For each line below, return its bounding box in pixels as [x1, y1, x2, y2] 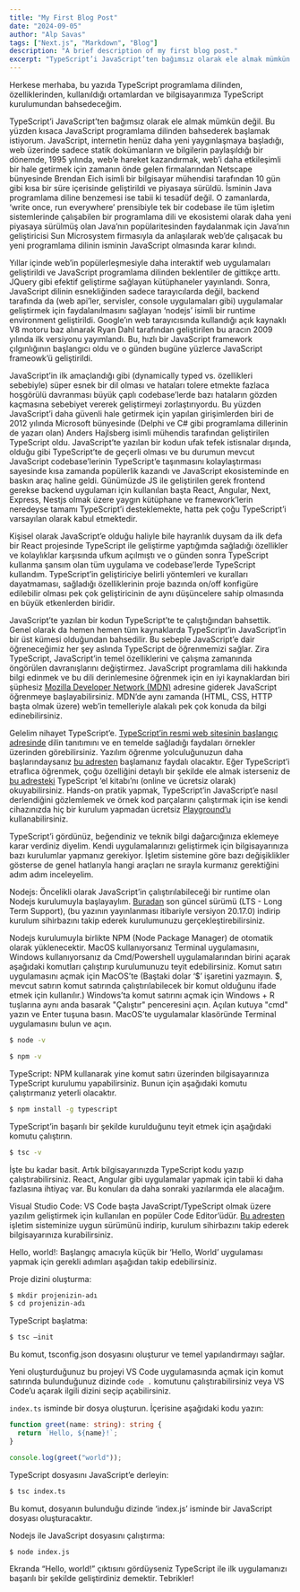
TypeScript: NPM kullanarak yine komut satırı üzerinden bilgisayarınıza [9, 1068, 270, 1078]
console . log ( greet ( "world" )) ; [9, 1453, 123, 1462]
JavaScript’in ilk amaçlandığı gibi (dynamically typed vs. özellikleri [9, 370, 253, 381]
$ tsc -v [9, 1148, 42, 1157]
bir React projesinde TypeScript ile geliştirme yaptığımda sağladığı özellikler [9, 541, 288, 550]
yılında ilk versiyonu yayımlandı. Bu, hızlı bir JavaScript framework [9, 334, 253, 344]
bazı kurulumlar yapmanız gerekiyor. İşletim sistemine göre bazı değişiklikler [9, 850, 290, 860]
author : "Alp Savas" [9, 30, 87, 39]
